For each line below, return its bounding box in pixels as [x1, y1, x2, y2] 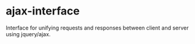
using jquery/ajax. [6, 30, 51, 37]
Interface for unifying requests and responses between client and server [6, 24, 189, 31]
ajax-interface [6, 4, 80, 18]
